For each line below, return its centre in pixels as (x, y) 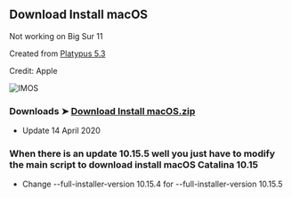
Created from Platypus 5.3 (57, 54)
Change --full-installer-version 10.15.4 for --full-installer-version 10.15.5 (152, 184)
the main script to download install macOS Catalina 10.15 (134, 165)
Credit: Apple (33, 70)
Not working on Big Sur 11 (56, 36)
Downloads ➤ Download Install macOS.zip (102, 111)
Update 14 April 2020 (61, 131)
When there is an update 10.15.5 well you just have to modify (142, 153)
